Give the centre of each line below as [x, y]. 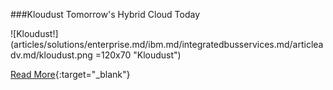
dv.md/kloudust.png [51, 55]
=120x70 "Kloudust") [138, 55]
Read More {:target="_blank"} [70, 74]
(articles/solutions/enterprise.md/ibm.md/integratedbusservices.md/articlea [167, 44]
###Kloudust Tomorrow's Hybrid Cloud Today [105, 14]
